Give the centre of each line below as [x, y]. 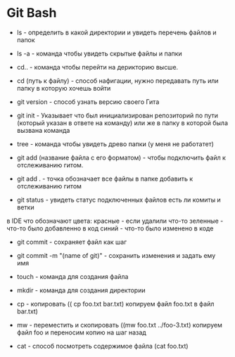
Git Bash [32, 13]
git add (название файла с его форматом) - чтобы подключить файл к [121, 157]
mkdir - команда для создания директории [81, 290]
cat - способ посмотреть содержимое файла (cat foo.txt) [102, 346]
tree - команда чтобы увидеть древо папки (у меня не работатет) [115, 144]
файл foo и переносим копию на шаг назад [81, 332]
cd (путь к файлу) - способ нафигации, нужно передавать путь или [118, 80]
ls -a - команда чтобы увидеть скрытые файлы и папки [99, 53]
